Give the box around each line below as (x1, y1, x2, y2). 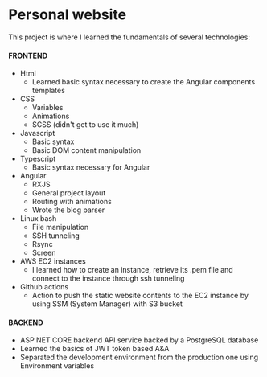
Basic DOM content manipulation (31, 145, 142, 155)
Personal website (8, 6, 127, 24)
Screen (31, 248, 56, 258)
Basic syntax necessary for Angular (31, 162, 150, 172)
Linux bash (19, 214, 57, 223)
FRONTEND (8, 51, 48, 60)
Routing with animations (31, 197, 113, 207)
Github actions (19, 282, 69, 292)
